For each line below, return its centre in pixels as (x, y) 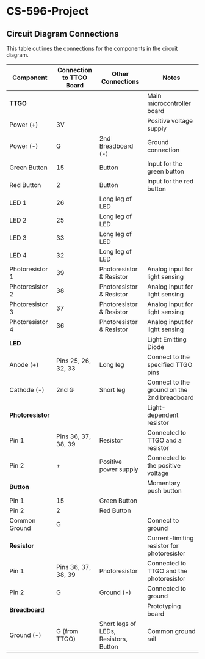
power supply (119, 469)
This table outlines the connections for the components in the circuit (92, 48)
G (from (67, 631)
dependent (163, 415)
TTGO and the (167, 571)
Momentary (164, 483)
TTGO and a (164, 440)
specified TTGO (170, 365)
